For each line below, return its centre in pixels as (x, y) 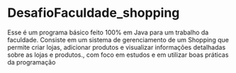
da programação (32, 62)
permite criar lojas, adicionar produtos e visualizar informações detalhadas (117, 47)
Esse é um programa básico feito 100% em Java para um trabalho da (108, 32)
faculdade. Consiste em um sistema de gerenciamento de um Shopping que (118, 39)
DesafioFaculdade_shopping (94, 13)
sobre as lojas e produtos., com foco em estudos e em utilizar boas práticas (118, 55)
